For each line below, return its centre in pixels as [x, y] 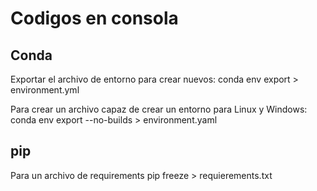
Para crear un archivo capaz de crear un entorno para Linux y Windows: [159, 109]
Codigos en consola [94, 18]
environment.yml [45, 90]
